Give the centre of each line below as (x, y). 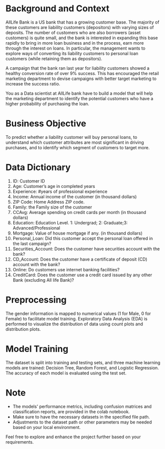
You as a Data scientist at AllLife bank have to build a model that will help (79, 93)
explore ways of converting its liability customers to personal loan (72, 53)
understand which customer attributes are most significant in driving (75, 142)
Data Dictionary (38, 168)
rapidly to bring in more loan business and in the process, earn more (75, 43)
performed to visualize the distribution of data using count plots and (74, 324)
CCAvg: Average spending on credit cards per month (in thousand (79, 212)
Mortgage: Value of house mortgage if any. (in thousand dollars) (78, 233)
